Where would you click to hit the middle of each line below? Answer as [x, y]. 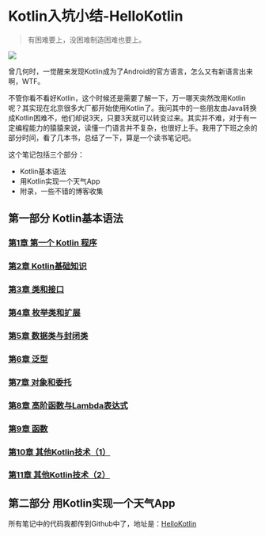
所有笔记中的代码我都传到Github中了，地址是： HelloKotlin [102, 524]
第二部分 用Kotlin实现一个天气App [92, 503]
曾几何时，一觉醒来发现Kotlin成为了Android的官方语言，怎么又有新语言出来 [131, 71]
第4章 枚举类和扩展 [44, 313]
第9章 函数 [28, 428]
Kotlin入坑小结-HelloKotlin [96, 16]
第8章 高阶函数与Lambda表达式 [68, 405]
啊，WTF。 [26, 81]
